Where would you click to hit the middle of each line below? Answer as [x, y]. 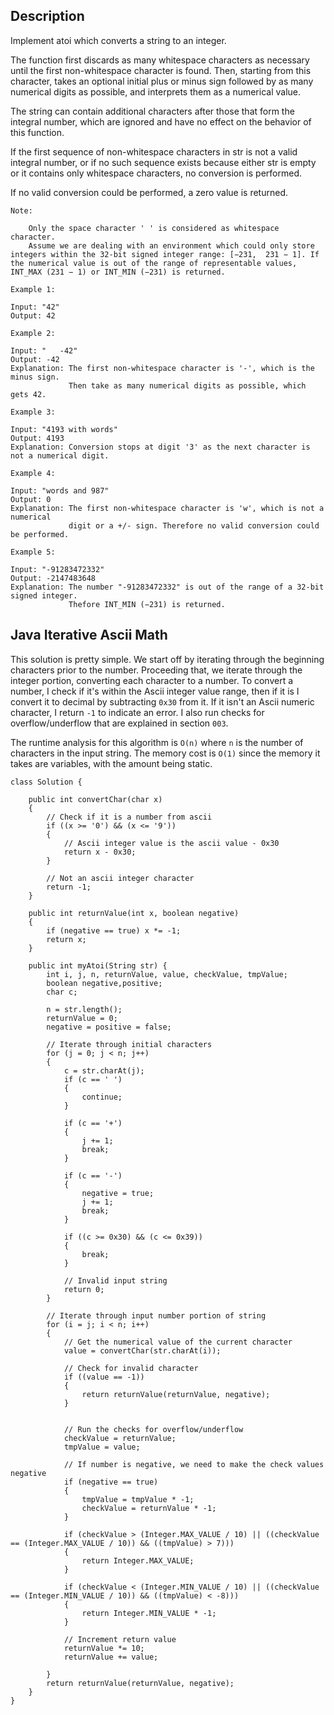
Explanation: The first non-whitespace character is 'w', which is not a [167, 508]
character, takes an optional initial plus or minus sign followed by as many [162, 81]
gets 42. [28, 394]
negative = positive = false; [109, 1027]
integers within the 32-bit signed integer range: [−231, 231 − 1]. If [165, 254]
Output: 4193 [37, 438]
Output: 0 [31, 499]
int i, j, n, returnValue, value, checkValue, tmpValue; [167, 974]
